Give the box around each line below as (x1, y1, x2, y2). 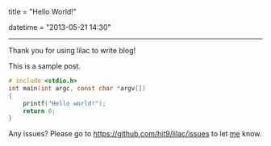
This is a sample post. (8, 61, 81, 71)
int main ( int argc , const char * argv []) (8, 84, 147, 92)
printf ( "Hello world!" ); (23, 99, 106, 107)
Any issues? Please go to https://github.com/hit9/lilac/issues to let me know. (8, 129, 262, 139)
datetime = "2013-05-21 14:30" (8, 23, 111, 31)
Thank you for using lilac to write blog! (8, 46, 136, 55)
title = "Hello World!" (8, 7, 77, 16)
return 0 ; (23, 106, 56, 115)
